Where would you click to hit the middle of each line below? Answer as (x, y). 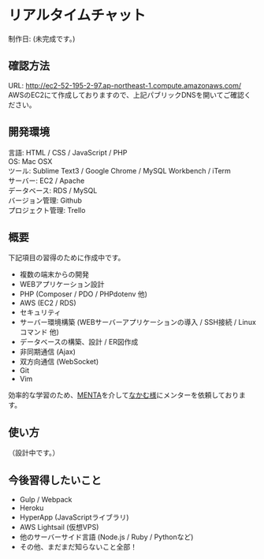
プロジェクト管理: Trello (47, 210)
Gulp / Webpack (46, 499)
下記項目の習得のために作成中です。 (67, 258)
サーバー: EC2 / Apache (46, 181)
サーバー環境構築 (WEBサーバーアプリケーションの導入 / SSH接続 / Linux (138, 322)
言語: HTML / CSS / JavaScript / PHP (68, 152)
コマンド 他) (39, 332)
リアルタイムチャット (77, 15)
